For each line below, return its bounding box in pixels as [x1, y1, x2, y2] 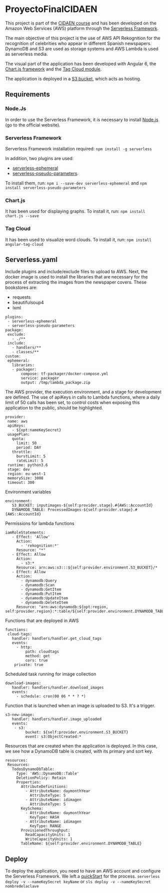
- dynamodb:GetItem [20, 587, 61, 592]
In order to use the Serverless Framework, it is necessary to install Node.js [5, 116, 158, 122]
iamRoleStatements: [5, 530, 46, 535]
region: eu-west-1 [7, 471, 46, 476]
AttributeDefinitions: [20, 784, 68, 789]
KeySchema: [20, 806, 43, 811]
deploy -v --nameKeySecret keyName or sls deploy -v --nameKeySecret [5, 878, 151, 884]
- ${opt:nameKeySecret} [11, 427, 61, 433]
